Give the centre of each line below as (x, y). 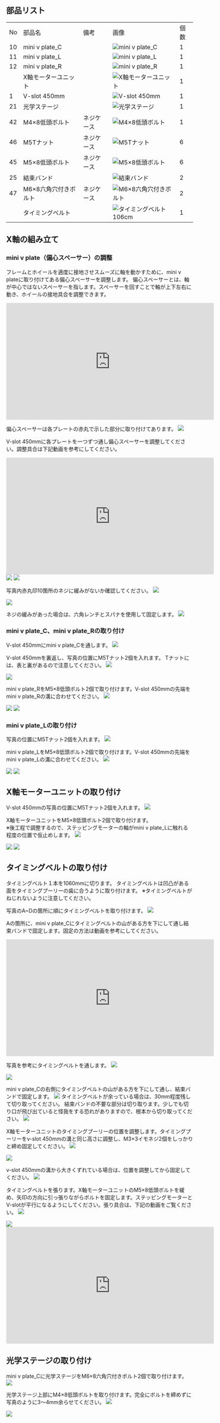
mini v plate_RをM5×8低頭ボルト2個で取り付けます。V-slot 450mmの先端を (98, 689)
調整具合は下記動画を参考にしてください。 (68, 449)
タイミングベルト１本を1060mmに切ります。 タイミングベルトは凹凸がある (98, 883)
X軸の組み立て (33, 239)
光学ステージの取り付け (49, 1361)
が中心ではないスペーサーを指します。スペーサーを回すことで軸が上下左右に (99, 287)
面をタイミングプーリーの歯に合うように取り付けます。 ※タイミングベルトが (99, 890)
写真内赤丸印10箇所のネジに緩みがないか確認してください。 (79, 590)
